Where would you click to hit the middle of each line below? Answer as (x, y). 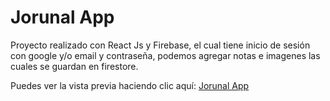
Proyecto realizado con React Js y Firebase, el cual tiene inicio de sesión (160, 45)
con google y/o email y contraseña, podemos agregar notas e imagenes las (165, 55)
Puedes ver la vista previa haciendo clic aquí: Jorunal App (130, 85)
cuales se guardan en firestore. (74, 66)
